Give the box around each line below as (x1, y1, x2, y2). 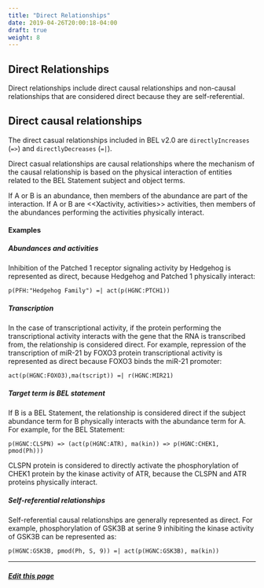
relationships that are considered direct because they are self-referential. (8, 92, 245, 101)
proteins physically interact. (8, 477, 98, 487)
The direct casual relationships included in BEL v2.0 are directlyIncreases (8, 135, 250, 145)
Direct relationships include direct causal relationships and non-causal (8, 83, 236, 93)
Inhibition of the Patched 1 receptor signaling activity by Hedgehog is (8, 263, 232, 273)
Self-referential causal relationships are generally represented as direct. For (8, 516, 253, 525)
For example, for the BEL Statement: (8, 425, 126, 435)
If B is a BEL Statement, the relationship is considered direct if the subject (8, 408, 246, 417)
